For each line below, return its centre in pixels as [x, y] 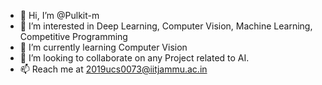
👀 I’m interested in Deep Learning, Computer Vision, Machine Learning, [166, 26]
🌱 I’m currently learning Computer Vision [103, 47]
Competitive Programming [73, 36]
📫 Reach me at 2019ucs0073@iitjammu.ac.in [113, 69]
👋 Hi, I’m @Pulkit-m [59, 15]
